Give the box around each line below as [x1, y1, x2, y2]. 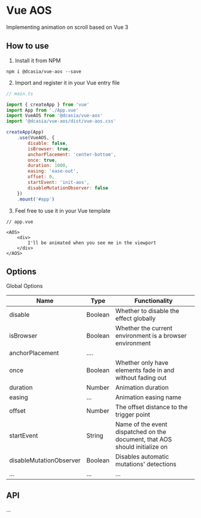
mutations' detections [115, 460, 176, 469]
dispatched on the [115, 428, 166, 436]
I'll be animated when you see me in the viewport [28, 240, 157, 246]
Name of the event [115, 420, 167, 428]
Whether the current [115, 324, 172, 332]
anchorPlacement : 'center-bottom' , [28, 151, 117, 157]
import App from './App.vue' [6, 107, 79, 113]
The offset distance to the [115, 403, 188, 412]
